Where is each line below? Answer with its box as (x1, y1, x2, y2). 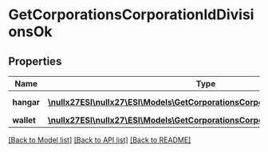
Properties (8, 54, 62, 68)
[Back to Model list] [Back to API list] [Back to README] (8, 135, 191, 145)
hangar (12, 97, 41, 107)
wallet (12, 114, 36, 126)
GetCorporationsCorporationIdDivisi (8, 6, 254, 24)
